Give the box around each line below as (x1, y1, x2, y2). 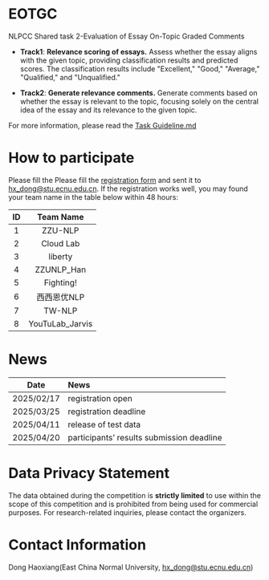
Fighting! (43, 277, 78, 288)
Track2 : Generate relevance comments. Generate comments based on (19, 87, 258, 97)
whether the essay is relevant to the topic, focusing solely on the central (19, 96, 259, 106)
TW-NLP (43, 305, 78, 316)
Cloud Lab (41, 237, 80, 249)
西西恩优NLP (36, 291, 85, 302)
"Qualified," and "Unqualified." (19, 72, 120, 82)
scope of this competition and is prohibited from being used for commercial (8, 499, 259, 509)
